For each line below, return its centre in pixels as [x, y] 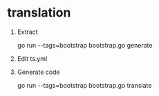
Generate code [38, 72]
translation [39, 13]
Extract [27, 32]
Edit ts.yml [32, 58]
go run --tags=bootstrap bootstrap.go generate [85, 45]
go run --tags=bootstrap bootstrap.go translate [84, 85]
